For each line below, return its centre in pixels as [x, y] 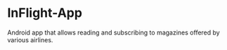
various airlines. [30, 39]
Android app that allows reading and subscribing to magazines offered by [113, 32]
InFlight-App [45, 13]
